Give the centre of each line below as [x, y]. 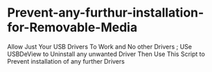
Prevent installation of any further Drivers [66, 61]
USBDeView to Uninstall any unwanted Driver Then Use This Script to [106, 54]
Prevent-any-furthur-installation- [106, 13]
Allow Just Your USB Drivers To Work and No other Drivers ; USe [100, 46]
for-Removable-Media [72, 27]
